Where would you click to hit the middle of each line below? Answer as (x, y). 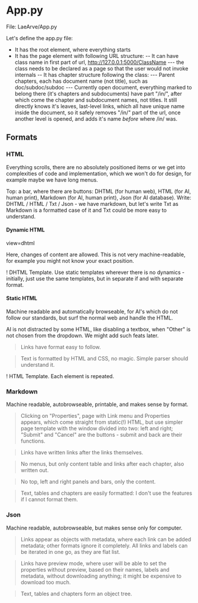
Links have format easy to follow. (61, 347)
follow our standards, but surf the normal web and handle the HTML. (90, 318)
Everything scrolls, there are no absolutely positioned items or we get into (96, 167)
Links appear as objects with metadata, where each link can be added (106, 539)
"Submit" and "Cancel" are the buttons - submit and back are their (101, 435)
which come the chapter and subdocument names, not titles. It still (96, 100)
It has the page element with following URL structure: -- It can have (97, 56)
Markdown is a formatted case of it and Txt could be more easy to (87, 210)
